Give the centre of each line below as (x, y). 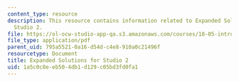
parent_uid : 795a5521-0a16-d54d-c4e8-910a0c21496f (84, 47)
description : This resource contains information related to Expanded (114, 21)
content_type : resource (43, 14)
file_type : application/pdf (49, 41)
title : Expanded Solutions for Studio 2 (68, 61)
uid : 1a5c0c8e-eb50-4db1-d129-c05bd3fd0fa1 (73, 67)
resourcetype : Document (43, 54)
